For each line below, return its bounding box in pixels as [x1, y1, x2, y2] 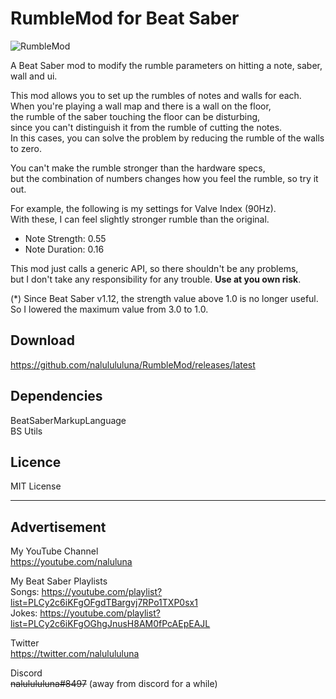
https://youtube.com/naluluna [10, 556, 133, 568]
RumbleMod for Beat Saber [10, 7, 240, 30]
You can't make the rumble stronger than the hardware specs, [10, 162, 266, 174]
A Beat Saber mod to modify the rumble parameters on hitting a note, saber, [10, 59, 323, 71]
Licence [10, 453, 62, 471]
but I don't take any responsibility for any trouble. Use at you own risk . [10, 273, 302, 285]
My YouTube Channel [10, 545, 99, 557]
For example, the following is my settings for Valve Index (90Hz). [10, 202, 277, 214]
